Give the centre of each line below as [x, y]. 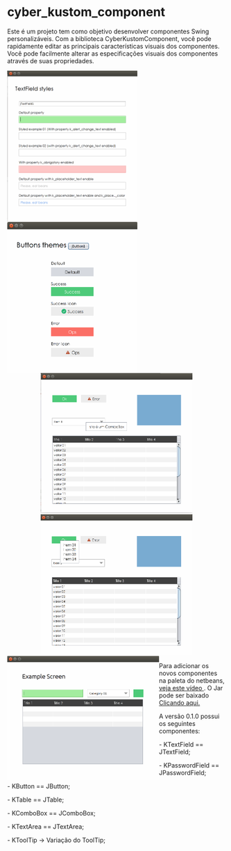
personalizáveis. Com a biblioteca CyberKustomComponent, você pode [109, 38]
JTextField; [175, 752]
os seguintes [177, 724]
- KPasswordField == [189, 765]
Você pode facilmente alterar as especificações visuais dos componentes [113, 54]
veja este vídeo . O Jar [191, 688]
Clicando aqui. [180, 703]
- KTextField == [181, 745]
